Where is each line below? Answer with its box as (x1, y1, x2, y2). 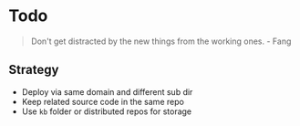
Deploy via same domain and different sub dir (21, 86, 193, 97)
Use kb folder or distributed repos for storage (21, 106, 192, 117)
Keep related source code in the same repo (21, 96, 184, 107)
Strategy (8, 62, 59, 78)
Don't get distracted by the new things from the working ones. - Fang (30, 36, 292, 47)
